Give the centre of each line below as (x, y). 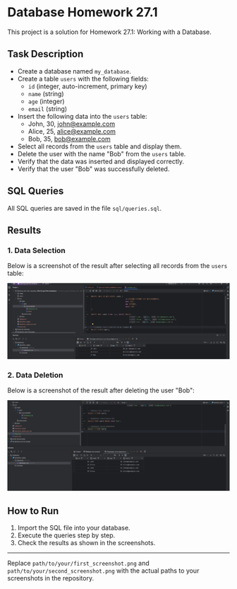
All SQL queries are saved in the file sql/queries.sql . (85, 208)
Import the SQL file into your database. (74, 528)
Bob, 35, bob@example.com (69, 139)
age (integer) (46, 101)
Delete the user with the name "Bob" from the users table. (102, 153)
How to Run (33, 511)
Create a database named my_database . (74, 71)
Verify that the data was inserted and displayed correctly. (101, 161)
